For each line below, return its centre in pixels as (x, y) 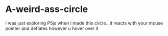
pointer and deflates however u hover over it (52, 28)
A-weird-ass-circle (47, 9)
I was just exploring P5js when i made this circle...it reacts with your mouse (84, 23)
